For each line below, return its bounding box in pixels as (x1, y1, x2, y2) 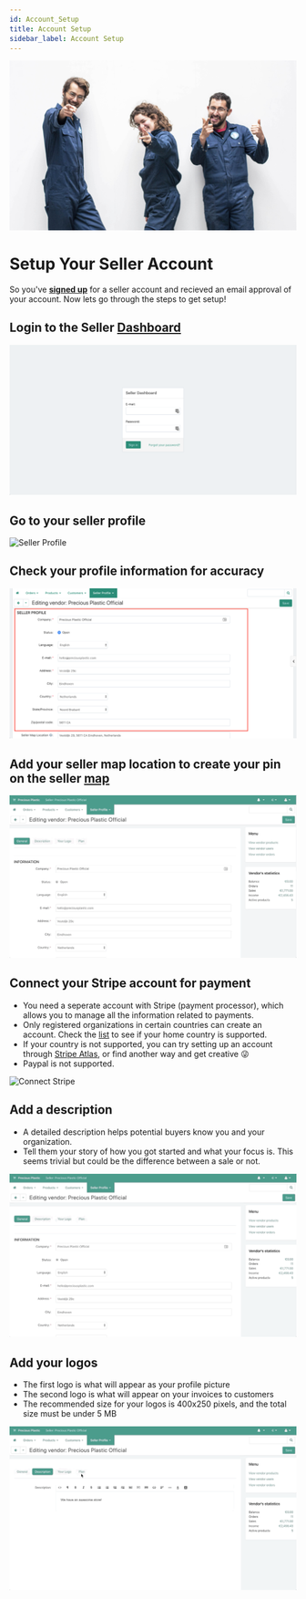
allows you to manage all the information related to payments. (22, 1009, 254, 1021)
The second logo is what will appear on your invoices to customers (22, 1389, 275, 1400)
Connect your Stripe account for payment (9, 976, 251, 992)
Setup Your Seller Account (9, 254, 214, 275)
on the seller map (9, 771, 110, 786)
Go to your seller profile (9, 513, 146, 528)
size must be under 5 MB (22, 1408, 117, 1419)
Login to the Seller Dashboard (9, 320, 182, 336)
